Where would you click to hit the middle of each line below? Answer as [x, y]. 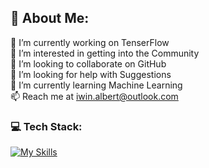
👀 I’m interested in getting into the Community [105, 53]
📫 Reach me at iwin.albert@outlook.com [94, 96]
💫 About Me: [50, 18]
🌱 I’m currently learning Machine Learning [96, 85]
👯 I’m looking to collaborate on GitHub [88, 63]
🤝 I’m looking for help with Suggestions [91, 74]
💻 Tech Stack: [46, 126]
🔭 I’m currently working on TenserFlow [90, 42]
